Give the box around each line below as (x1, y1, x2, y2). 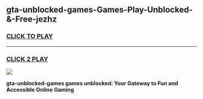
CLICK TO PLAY (6, 32, 53, 41)
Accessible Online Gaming (6, 86, 74, 93)
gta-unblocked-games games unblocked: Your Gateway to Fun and (6, 79, 178, 86)
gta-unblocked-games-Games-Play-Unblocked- (6, 5, 193, 15)
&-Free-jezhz (6, 14, 57, 25)
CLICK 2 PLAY (6, 55, 48, 63)
